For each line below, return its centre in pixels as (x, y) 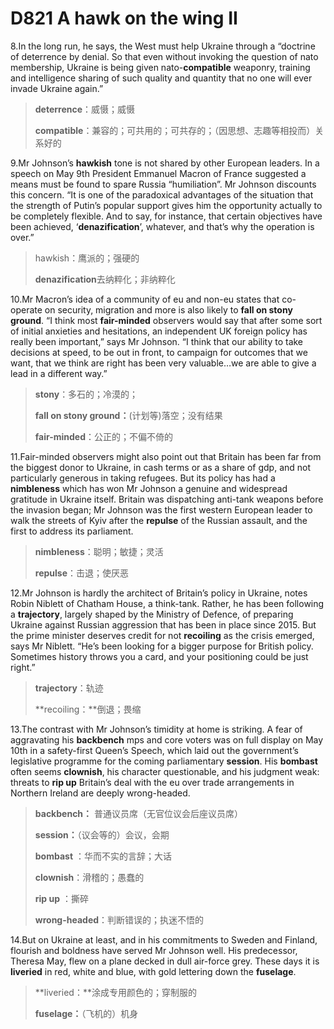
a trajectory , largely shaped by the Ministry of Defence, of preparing (152, 614)
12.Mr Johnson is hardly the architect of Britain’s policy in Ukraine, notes (159, 593)
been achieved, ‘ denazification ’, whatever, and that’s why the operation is (162, 226)
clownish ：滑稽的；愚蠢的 (89, 877)
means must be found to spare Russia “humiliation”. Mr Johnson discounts (163, 184)
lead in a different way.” (59, 373)
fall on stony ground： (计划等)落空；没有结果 (128, 415)
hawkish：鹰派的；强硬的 (87, 258)
